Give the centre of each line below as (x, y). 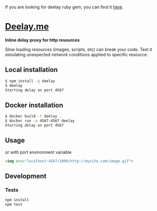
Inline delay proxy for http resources (42, 40)
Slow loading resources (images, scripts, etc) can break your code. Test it (79, 49)
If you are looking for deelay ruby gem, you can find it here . (64, 7)
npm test (14, 205)
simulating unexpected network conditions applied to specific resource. (77, 54)
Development (26, 176)
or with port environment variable (38, 152)
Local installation (31, 70)
